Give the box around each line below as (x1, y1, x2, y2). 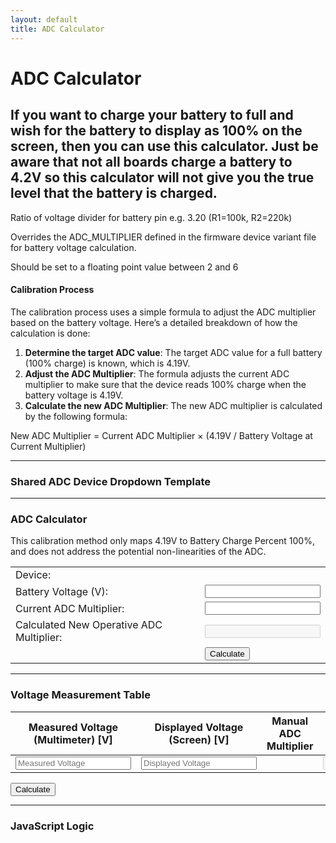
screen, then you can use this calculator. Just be (10, 138, 319, 155)
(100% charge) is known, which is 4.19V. (24, 357, 191, 369)
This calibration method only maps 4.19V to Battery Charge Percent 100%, (10, 535, 315, 547)
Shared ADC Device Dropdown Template (10, 474, 211, 488)
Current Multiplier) (10, 440, 87, 452)
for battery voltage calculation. (10, 241, 137, 253)
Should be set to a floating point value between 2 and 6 (10, 261, 239, 273)
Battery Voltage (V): (15, 584, 109, 598)
